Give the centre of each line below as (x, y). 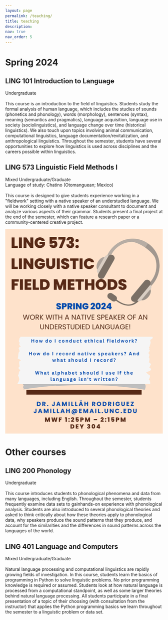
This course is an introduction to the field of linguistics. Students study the (82, 104)
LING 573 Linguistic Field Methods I (61, 167)
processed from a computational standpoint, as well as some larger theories (83, 591)
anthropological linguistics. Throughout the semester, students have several (83, 141)
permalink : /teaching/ (29, 16)
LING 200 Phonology (38, 471)
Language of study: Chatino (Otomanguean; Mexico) (59, 185)
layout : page (19, 11)
